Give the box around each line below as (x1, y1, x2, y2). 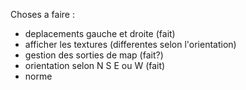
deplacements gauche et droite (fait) (24, 28, 176, 39)
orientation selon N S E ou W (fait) (24, 60, 166, 71)
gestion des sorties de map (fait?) (24, 49, 164, 61)
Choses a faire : (10, 9, 75, 20)
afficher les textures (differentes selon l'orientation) (24, 39, 237, 50)
